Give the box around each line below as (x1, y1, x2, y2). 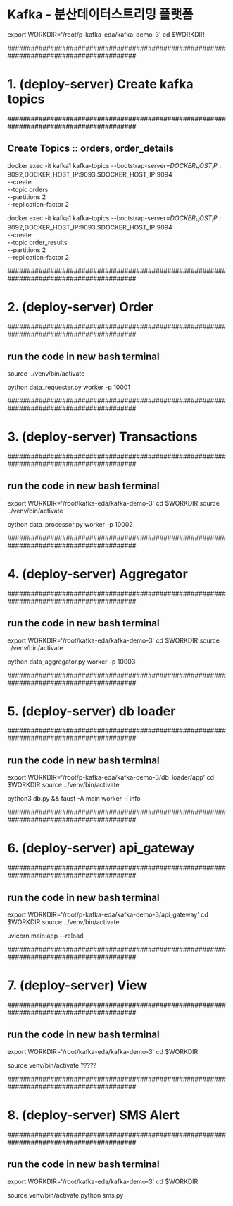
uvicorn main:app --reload (7, 931, 84, 940)
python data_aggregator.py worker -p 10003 (7, 657, 136, 666)
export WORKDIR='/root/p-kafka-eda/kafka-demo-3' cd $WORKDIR (7, 30, 206, 39)
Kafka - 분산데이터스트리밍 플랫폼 (7, 6, 194, 23)
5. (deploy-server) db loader (7, 703, 176, 719)
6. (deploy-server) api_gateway (7, 840, 195, 856)
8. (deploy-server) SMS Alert (7, 1106, 180, 1123)
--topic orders (7, 185, 49, 194)
